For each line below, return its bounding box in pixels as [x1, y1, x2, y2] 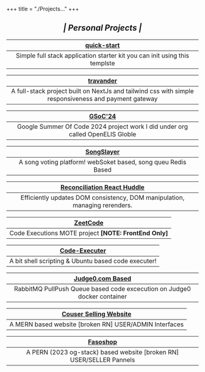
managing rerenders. [72, 201, 133, 210]
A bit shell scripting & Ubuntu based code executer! [9, 257, 157, 265]
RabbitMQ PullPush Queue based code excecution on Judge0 [14, 284, 191, 293]
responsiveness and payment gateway [47, 94, 158, 103]
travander [88, 76, 117, 85]
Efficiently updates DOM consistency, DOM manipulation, [20, 193, 185, 202]
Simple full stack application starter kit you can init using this [16, 51, 189, 60]
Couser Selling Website [62, 310, 132, 318]
